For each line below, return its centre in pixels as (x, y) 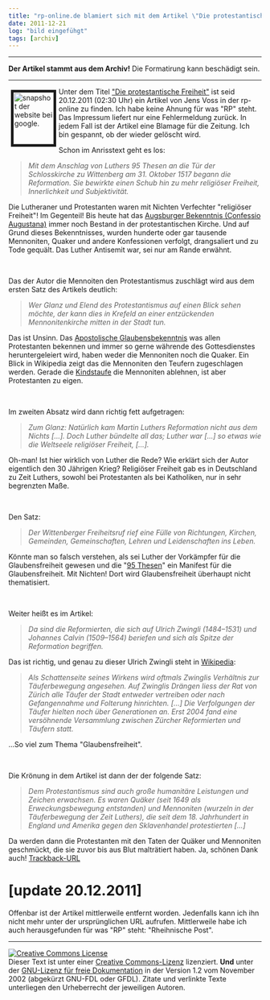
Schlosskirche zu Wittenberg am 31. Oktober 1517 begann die (129, 175)
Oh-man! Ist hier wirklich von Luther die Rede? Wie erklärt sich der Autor (129, 461)
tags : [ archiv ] (34, 38)
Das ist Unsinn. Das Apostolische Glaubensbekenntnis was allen (115, 338)
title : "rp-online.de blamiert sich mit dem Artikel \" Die (109, 16)
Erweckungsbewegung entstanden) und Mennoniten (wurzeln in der (141, 808)
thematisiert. (29, 583)
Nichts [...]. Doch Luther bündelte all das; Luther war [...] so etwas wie (145, 436)
